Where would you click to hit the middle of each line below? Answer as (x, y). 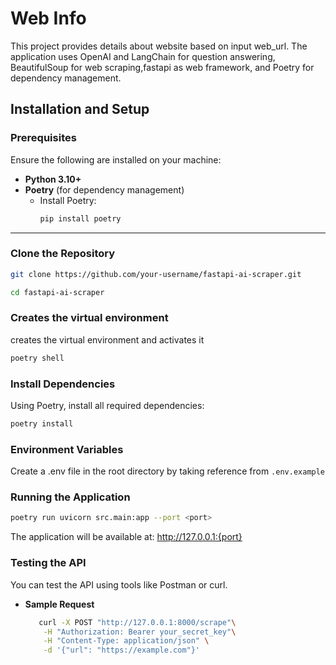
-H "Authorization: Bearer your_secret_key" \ (140, 632)
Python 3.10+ (53, 179)
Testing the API (48, 563)
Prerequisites (43, 138)
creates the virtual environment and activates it (107, 339)
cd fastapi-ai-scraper (57, 292)
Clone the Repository (63, 254)
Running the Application (70, 497)
